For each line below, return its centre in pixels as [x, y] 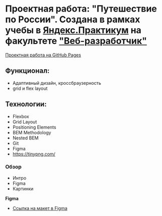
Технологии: [26, 104]
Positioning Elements [34, 127]
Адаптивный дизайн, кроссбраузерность [57, 83]
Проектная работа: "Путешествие [81, 9]
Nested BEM [25, 138]
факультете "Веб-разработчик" [76, 41]
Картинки [23, 188]
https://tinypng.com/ [34, 154]
